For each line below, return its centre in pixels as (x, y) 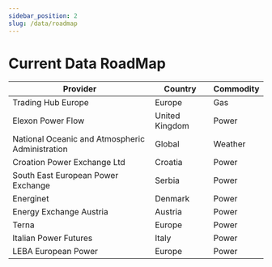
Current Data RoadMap (87, 64)
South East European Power (66, 176)
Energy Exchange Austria (60, 212)
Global (167, 144)
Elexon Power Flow (49, 121)
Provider (80, 89)
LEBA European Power (55, 252)
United (168, 116)
